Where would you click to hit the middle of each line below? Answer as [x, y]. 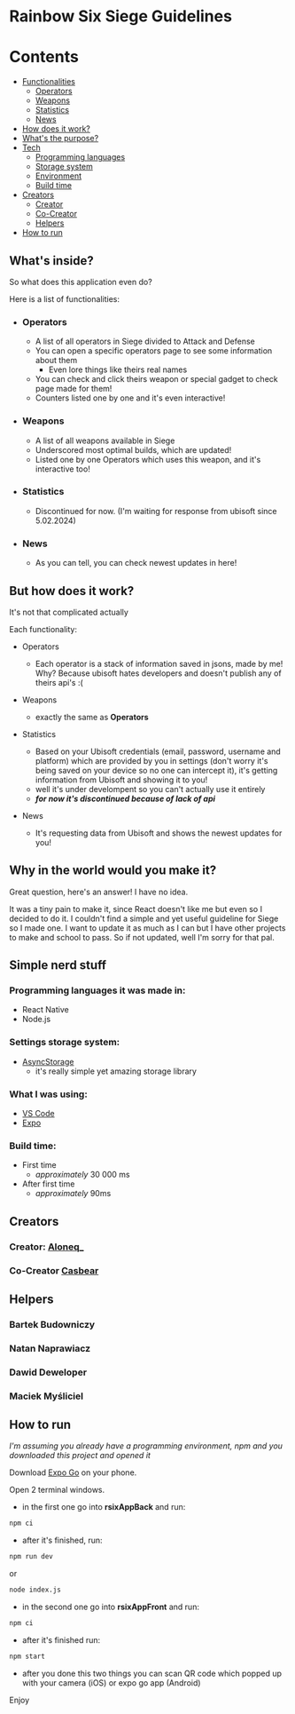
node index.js [35, 1590]
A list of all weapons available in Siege [105, 440]
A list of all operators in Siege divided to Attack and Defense [145, 341]
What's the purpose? [60, 139]
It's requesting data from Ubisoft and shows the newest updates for [159, 833]
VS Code [38, 1114]
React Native [45, 1010]
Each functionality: [43, 629]
